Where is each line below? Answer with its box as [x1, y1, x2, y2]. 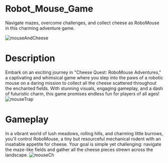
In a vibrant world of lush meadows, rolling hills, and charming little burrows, [5, 130, 163, 136]
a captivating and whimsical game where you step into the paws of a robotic [5, 74, 163, 81]
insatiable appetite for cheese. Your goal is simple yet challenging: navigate [5, 141, 162, 147]
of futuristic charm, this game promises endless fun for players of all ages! [5, 90, 160, 96]
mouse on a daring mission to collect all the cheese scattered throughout [5, 80, 157, 86]
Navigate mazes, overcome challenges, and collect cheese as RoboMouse [5, 20, 159, 26]
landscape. [5, 152, 29, 158]
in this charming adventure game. [5, 25, 75, 31]
